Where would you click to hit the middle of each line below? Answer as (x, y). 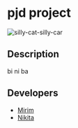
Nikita (26, 118)
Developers (33, 93)
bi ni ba (18, 71)
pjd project (39, 13)
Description (33, 54)
